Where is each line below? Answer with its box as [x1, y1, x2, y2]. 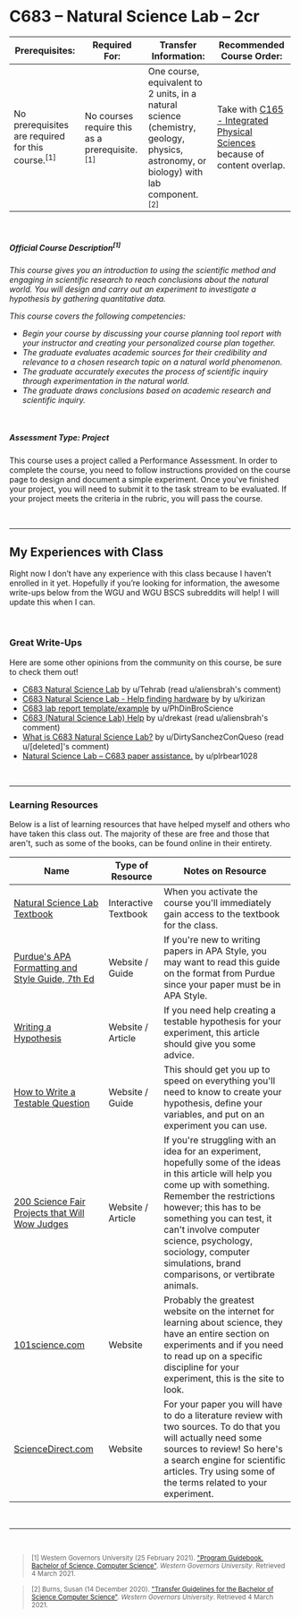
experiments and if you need [163, 1339, 284, 1351]
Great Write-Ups [9, 637, 83, 649]
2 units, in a [147, 87, 196, 99]
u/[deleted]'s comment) [21, 740, 110, 751]
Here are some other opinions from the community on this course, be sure [9, 656, 282, 668]
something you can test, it [163, 1211, 272, 1224]
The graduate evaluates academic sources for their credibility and [21, 346, 268, 357]
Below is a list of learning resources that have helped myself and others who [9, 818, 290, 829]
